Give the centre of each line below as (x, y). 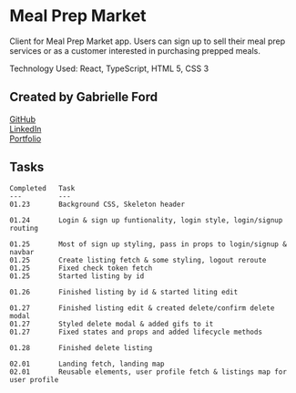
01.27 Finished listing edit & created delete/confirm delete (142, 308)
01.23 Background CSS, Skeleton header (97, 204)
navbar (22, 252)
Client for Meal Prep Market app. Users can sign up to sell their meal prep (148, 41)
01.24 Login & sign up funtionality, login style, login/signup (146, 220)
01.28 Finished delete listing (81, 347)
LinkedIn (26, 129)
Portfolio (26, 139)
